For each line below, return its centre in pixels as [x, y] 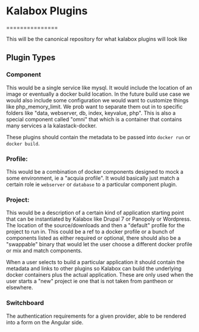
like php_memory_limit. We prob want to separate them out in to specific [94, 107]
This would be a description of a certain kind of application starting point [95, 213]
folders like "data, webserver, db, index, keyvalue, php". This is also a [91, 113]
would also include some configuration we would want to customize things [97, 100]
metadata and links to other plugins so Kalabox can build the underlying [94, 268]
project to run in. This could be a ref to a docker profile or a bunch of [90, 232]
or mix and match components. [44, 250]
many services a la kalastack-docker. [51, 126]
